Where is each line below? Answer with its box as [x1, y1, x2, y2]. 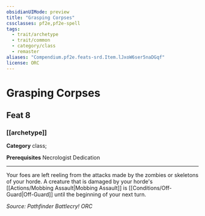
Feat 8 [6, 110, 31, 120]
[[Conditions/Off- [128, 184, 172, 192]
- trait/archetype [12, 32, 59, 38]
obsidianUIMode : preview [6, 9, 70, 15]
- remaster [12, 49, 40, 55]
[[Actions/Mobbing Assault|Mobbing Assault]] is [6, 184, 128, 192]
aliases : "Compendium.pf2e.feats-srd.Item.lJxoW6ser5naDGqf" [6, 54, 165, 60]
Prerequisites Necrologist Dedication [6, 154, 101, 161]
